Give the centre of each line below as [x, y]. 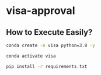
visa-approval [41, 11]
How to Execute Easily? [49, 32]
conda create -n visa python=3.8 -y [50, 45]
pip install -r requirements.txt [47, 66]
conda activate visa [31, 56]
